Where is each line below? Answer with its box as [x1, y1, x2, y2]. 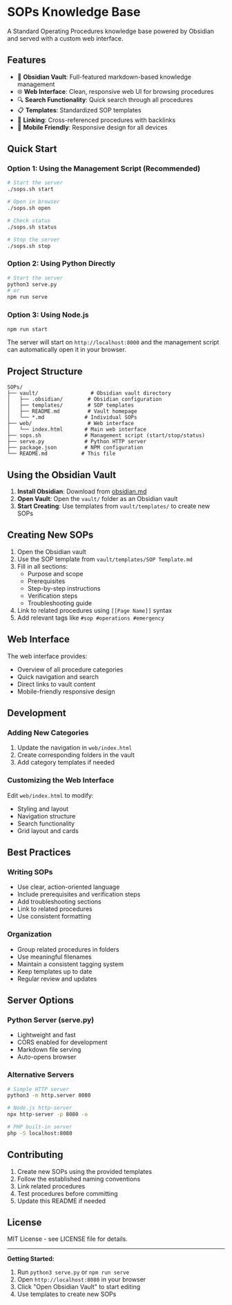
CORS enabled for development [17, 1038, 108, 1046]
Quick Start [7, 143, 57, 155]
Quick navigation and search [17, 672, 99, 680]
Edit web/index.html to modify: [7, 791, 94, 799]
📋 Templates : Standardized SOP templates [17, 106, 142, 114]
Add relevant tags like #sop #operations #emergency [17, 614, 164, 622]
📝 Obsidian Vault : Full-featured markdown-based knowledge [17, 72, 192, 81]
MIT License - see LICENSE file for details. [7, 1235, 128, 1243]
